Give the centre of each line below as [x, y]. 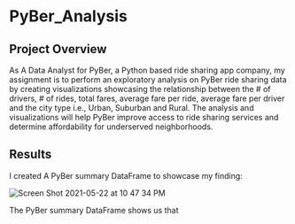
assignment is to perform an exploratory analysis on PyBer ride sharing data [148, 80]
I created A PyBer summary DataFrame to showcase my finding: [126, 175]
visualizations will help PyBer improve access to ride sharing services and [144, 117]
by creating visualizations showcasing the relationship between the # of [140, 89]
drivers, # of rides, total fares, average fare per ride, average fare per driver [147, 98]
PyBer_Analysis [69, 16]
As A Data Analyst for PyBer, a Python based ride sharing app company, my [147, 70]
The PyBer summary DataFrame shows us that [94, 210]
